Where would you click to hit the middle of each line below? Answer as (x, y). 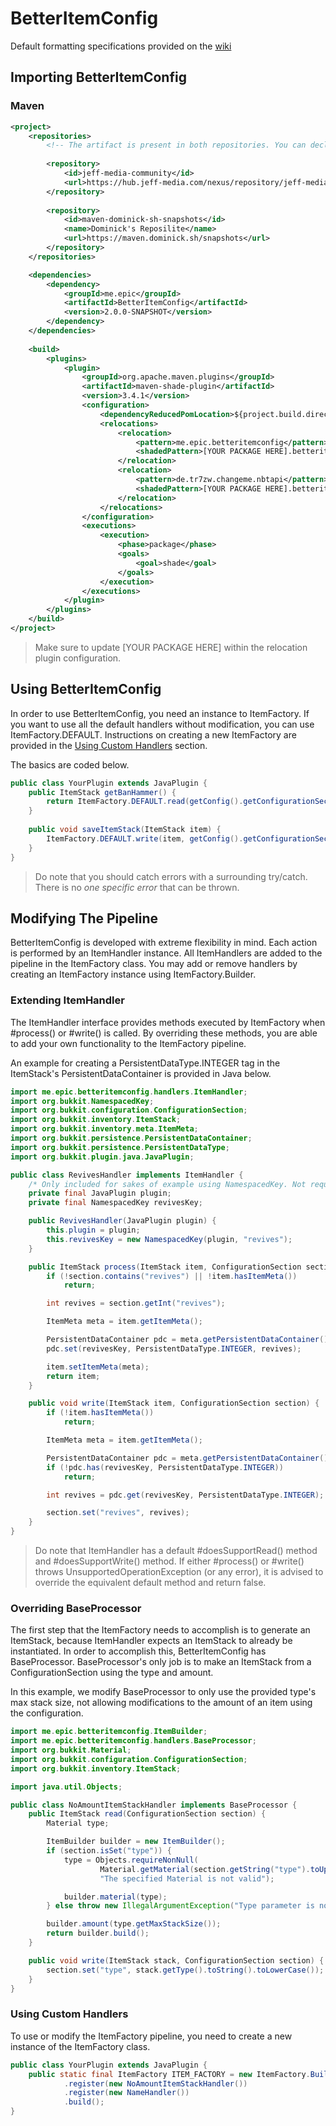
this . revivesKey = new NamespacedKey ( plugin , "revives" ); (169, 1239)
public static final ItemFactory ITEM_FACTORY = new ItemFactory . (169, 2074)
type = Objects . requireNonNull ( (131, 1860)
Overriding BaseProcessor (76, 1608)
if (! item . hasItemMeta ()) (100, 1413)
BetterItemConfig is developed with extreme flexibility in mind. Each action (164, 943)
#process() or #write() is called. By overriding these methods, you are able (164, 1033)
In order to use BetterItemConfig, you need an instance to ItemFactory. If (160, 713)
